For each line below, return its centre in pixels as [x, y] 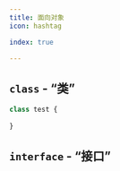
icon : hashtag [36, 26]
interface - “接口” [60, 156]
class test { [34, 110]
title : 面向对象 [37, 17]
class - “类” [42, 88]
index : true [31, 42]
